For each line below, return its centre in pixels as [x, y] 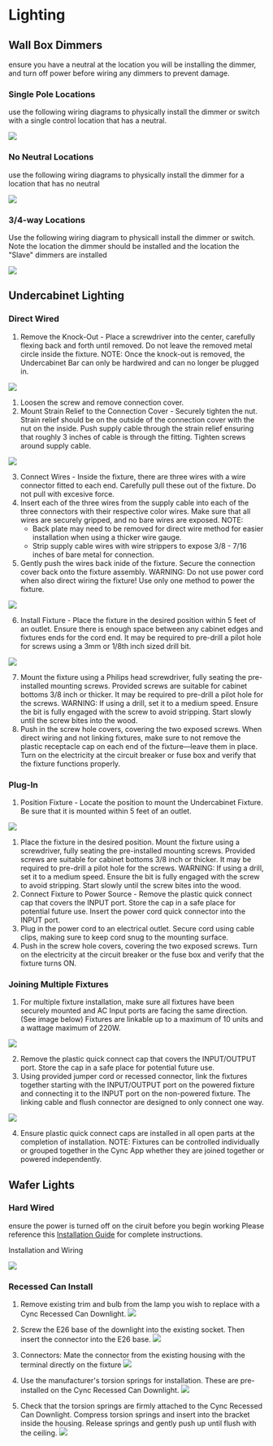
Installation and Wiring [46, 1250]
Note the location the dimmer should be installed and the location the [124, 246]
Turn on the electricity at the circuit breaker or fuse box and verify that [138, 755]
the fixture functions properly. [70, 764]
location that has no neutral [54, 183]
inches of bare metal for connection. [93, 554]
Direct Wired [34, 319]
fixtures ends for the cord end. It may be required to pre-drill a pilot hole [141, 638]
